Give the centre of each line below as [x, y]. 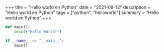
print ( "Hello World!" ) [38, 31]
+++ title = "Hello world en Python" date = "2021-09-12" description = [78, 7]
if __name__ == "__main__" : [35, 40]
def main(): [18, 27]
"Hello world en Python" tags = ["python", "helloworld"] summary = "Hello [82, 12]
